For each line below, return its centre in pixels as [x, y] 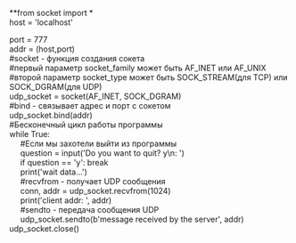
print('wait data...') [53, 172]
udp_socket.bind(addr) [51, 115]
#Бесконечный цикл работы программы [86, 125]
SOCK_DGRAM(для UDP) [56, 87]
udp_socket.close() [45, 229]
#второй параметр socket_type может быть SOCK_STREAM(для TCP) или [148, 77]
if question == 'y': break [64, 162]
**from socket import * [51, 13]
